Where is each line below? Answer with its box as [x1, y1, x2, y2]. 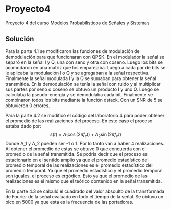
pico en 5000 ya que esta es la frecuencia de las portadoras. [5, 199, 134, 205]
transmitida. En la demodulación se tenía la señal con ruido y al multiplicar [5, 81, 161, 87]
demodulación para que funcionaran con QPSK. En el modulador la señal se [5, 54, 165, 60]
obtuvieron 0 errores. [5, 102, 50, 109]
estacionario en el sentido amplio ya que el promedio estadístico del [5, 156, 149, 163]
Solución [5, 35, 34, 43]
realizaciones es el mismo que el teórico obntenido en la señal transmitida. [5, 178, 162, 184]
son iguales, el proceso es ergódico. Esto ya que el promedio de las [5, 173, 148, 179]
